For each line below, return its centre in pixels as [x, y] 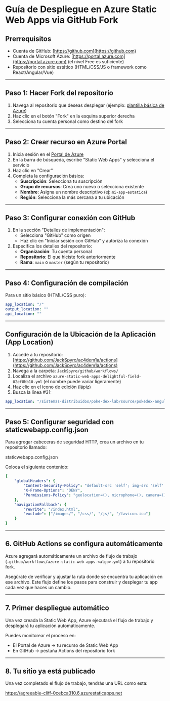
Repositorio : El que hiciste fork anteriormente [68, 257]
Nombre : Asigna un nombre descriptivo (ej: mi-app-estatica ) [84, 192]
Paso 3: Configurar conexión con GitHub [70, 218]
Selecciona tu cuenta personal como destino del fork [68, 121]
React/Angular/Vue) [33, 72]
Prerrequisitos [28, 39]
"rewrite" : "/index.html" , [52, 509]
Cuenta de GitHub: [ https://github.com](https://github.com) [74, 51]
